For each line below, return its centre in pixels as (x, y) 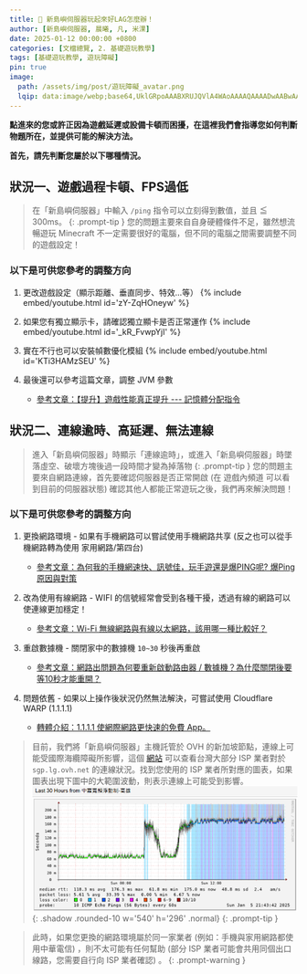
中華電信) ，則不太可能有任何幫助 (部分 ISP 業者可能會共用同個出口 (166, 948)
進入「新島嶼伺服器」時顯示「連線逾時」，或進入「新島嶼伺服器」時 (158, 454)
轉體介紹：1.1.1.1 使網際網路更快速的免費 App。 (123, 727)
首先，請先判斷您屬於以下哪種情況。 (78, 155)
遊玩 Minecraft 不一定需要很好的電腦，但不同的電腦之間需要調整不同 (168, 234)
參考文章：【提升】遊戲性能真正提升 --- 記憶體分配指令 (138, 399)
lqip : (28, 96)
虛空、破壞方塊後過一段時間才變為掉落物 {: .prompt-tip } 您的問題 (162, 466)
